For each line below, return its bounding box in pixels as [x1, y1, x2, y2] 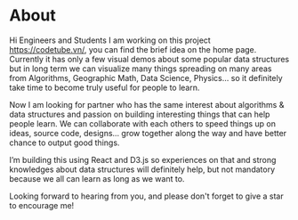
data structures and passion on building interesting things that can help [9, 109, 270, 119]
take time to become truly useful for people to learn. [9, 82, 200, 93]
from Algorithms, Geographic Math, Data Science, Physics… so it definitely [9, 72, 283, 83]
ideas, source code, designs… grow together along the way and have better [9, 127, 287, 138]
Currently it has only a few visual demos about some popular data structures [9, 53, 290, 64]
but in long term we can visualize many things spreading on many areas [9, 63, 272, 74]
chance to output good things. [9, 137, 120, 148]
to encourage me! [9, 200, 75, 210]
